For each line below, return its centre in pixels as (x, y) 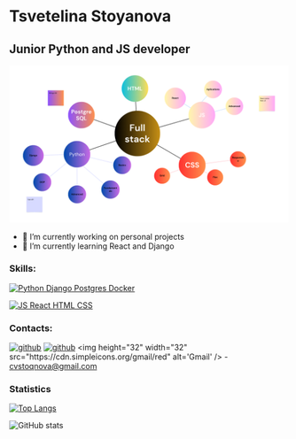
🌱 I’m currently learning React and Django (98, 246)
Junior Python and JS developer (100, 49)
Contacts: (31, 327)
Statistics (30, 389)
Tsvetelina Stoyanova (90, 16)
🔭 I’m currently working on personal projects (103, 236)
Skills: (23, 269)
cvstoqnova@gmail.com (53, 366)
